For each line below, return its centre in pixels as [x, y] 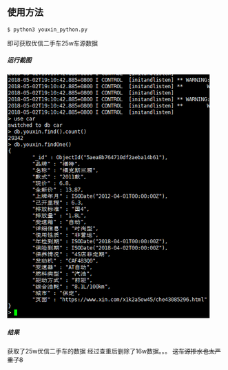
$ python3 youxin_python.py [48, 30]
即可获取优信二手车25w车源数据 [53, 43]
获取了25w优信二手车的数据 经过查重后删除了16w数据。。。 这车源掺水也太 [111, 351]
